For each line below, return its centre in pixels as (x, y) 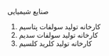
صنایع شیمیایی (28, 11)
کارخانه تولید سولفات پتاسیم (60, 26)
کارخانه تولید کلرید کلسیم (55, 43)
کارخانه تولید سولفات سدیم (58, 35)
